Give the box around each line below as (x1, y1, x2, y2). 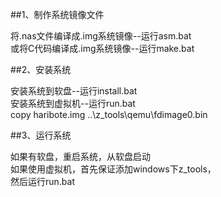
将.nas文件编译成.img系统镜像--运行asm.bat (10, 30, 192, 42)
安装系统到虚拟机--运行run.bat (10, 98, 136, 109)
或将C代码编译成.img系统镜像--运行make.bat (10, 43, 195, 54)
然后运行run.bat (10, 176, 76, 187)
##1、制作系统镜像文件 (10, 9, 105, 20)
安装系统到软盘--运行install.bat (10, 85, 138, 97)
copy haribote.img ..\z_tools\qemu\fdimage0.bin (10, 109, 208, 120)
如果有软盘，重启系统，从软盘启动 (10, 151, 151, 162)
